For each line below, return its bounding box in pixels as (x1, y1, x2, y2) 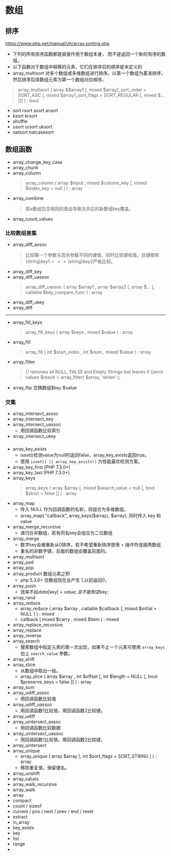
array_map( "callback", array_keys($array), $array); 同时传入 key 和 (20, 512, 161, 519)
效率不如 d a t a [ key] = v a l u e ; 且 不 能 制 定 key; (20, 589, 109, 595)
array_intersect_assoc (12, 410, 59, 417)
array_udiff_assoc (12, 690, 50, 696)
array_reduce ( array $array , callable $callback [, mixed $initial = (20, 605, 157, 612)
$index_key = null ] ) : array (25, 185, 83, 191)
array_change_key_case (12, 159, 63, 165)
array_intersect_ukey (12, 433, 56, 439)
